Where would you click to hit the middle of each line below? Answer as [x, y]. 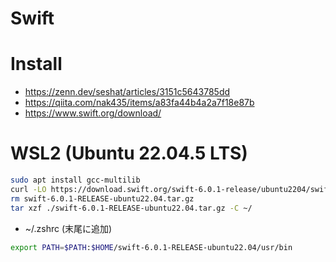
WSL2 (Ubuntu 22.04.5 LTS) [129, 153]
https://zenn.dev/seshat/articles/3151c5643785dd [127, 92]
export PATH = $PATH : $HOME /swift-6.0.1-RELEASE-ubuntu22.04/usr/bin [151, 247]
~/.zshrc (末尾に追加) [68, 228]
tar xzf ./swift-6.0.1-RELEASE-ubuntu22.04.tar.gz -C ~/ [131, 208]
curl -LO [28, 189]
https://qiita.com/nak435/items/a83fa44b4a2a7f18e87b [139, 103]
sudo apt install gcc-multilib [75, 180]
